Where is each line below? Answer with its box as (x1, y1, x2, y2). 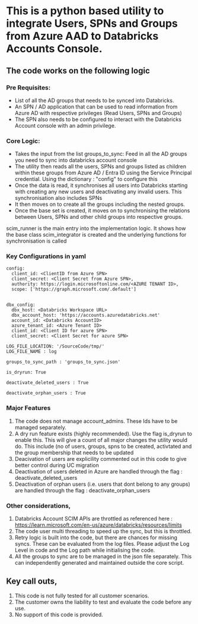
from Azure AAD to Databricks (6, 30, 159, 43)
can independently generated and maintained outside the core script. (14, 559, 184, 566)
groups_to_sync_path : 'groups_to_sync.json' (6, 359, 120, 365)
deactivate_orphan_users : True (6, 390, 86, 396)
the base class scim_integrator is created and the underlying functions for (6, 231, 187, 238)
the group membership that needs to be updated (14, 449, 134, 456)
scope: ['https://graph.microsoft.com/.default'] (11, 286, 136, 292)
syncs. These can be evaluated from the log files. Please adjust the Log (14, 540, 190, 547)
